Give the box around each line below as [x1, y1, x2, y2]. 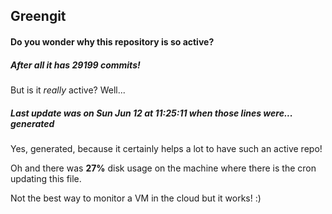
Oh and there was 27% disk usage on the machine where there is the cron [10, 162, 317, 174]
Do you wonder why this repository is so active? [10, 35, 215, 48]
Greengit [10, 8, 67, 25]
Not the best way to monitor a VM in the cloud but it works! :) [10, 192, 262, 204]
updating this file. [10, 172, 82, 184]
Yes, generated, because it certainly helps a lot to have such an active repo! [10, 142, 323, 154]
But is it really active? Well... [10, 84, 126, 96]
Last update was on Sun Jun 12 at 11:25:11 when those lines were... [10, 107, 293, 119]
